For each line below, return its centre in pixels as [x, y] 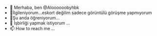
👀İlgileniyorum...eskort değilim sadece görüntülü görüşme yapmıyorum [81, 13]
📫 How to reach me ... [32, 28]
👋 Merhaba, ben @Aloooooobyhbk [44, 8]
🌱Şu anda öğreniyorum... [35, 18]
